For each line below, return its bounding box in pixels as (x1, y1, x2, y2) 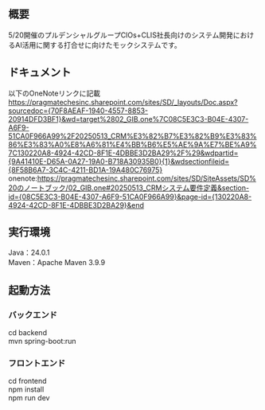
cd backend (8, 328, 48, 338)
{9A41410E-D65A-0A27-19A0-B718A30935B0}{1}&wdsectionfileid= (8, 156, 230, 166)
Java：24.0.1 (8, 248, 50, 257)
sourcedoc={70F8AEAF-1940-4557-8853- (8, 106, 149, 115)
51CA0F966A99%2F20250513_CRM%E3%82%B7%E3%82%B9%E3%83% (8, 131, 257, 141)
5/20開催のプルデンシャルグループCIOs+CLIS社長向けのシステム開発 (8, 30, 233, 40)
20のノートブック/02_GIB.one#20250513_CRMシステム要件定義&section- (8, 182, 249, 193)
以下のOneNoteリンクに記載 (8, 88, 101, 98)
